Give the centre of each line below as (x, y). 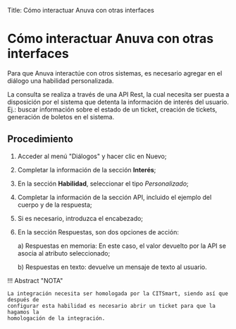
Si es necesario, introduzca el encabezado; (80, 218)
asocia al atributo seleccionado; (64, 253)
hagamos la (23, 312)
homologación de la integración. (56, 318)
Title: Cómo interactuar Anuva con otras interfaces (81, 10)
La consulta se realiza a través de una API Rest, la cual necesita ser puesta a (118, 94)
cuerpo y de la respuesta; (55, 205)
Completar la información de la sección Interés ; (87, 169)
